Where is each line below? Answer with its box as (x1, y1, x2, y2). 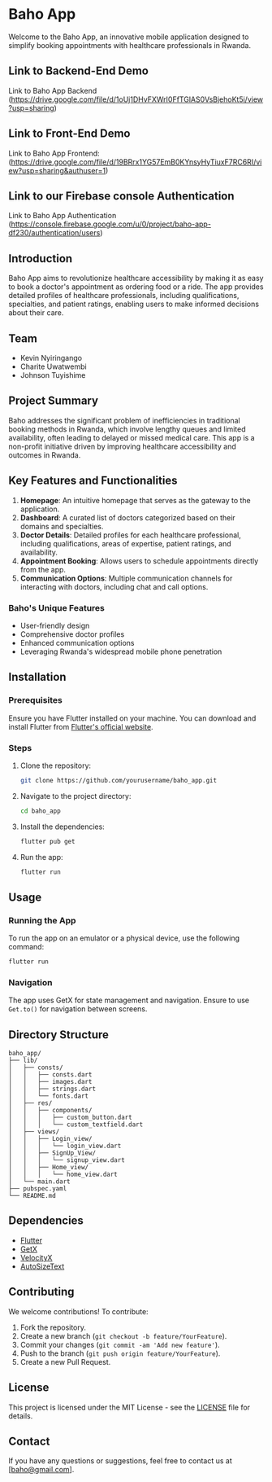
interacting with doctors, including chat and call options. (19, 581, 209, 591)
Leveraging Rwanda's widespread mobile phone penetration (19, 647, 222, 656)
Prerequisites (8, 695, 63, 706)
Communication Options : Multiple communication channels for (19, 573, 233, 583)
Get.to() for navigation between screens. (8, 1004, 148, 1014)
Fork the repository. (19, 1322, 87, 1332)
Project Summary (8, 394, 99, 408)
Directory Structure (8, 1028, 110, 1041)
